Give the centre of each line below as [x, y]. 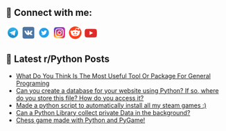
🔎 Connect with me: [49, 13]
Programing [33, 83]
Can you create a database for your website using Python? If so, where [117, 90]
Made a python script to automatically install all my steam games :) [111, 105]
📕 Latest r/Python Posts [58, 59]
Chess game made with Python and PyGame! [80, 120]
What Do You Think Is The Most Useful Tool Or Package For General [113, 76]
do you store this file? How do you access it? [80, 98]
